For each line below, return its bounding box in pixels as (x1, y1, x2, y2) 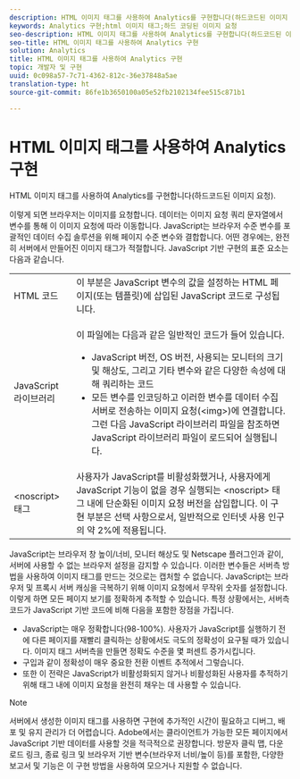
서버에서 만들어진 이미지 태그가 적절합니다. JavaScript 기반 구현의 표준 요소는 (18, 243, 289, 254)
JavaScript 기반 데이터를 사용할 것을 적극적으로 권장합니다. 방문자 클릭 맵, (9, 738, 268, 749)
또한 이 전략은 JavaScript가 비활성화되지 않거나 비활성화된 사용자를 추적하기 (21, 668, 288, 679)
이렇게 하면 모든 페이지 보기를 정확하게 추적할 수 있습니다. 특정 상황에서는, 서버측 (9, 593, 290, 604)
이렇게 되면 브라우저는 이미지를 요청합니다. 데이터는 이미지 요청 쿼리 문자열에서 (9, 209, 284, 220)
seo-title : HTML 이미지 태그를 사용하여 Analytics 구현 (9, 38, 199, 47)
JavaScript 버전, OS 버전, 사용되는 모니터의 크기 (91, 351, 284, 364)
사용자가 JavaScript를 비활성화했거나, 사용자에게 (75, 471, 271, 483)
